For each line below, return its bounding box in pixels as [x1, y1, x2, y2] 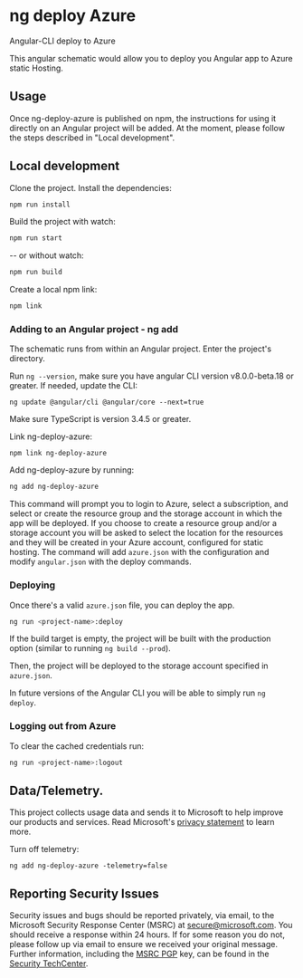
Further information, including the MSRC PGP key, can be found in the [9, 948, 270, 960]
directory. [9, 353, 45, 364]
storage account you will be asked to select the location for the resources [9, 527, 283, 539]
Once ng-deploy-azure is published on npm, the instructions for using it [9, 112, 277, 123]
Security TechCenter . [9, 958, 89, 969]
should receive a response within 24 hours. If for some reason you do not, [9, 929, 285, 940]
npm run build [9, 268, 63, 277]
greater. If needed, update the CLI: [9, 380, 138, 391]
